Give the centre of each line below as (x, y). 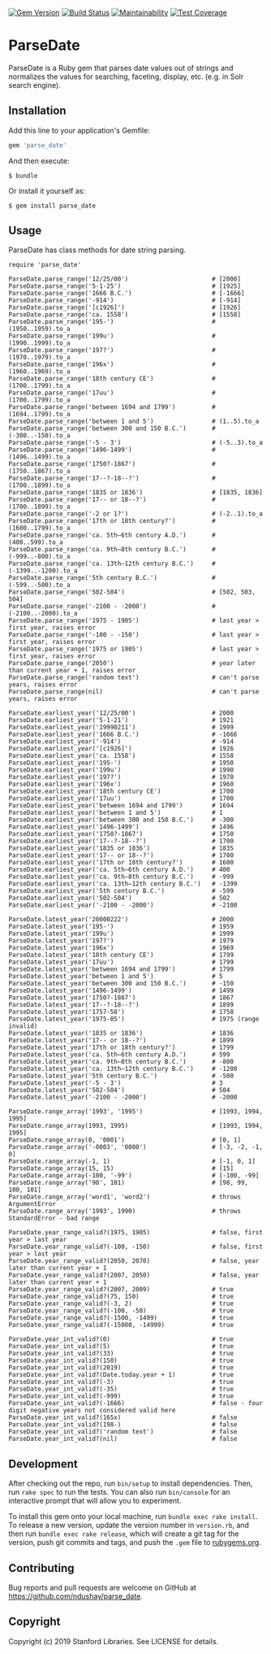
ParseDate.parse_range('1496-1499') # (112, 450)
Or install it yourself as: (47, 190)
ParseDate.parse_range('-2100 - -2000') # (112, 607)
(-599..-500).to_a (39, 585)
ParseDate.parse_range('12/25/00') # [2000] (125, 279)
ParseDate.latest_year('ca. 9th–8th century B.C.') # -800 (121, 1062)
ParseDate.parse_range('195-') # (112, 322)
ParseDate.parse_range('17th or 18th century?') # (112, 521)
